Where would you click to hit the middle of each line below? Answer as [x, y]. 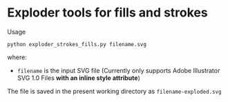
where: [17, 57]
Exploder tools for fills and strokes [108, 13]
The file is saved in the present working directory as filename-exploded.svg [114, 91]
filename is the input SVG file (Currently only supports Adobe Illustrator [118, 70]
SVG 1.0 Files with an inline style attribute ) [78, 78]
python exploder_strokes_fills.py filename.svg [77, 44]
